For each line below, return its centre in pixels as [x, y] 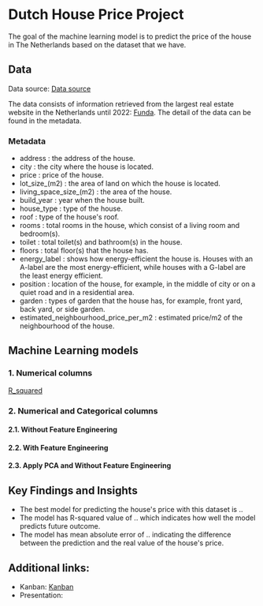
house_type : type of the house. [71, 209]
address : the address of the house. [77, 159]
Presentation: [41, 595]
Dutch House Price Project [96, 15]
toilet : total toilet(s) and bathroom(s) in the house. [101, 242]
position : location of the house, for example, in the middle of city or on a [137, 284]
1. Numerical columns [50, 373]
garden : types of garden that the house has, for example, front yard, [131, 301]
